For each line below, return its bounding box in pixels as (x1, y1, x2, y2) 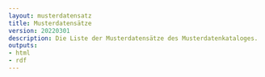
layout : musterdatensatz (8, 11, 92, 20)
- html (8, 49, 31, 57)
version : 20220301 (8, 26, 70, 34)
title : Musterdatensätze (8, 19, 92, 27)
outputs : (8, 42, 38, 50)
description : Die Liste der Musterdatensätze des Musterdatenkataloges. (8, 34, 259, 43)
